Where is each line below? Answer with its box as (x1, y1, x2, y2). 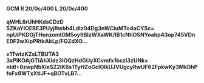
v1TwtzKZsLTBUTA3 (6, 50, 59, 58)
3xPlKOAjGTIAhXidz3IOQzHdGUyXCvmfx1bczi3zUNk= (6, 57, 149, 64)
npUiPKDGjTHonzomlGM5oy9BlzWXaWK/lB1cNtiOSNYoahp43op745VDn (6, 31, 195, 39)
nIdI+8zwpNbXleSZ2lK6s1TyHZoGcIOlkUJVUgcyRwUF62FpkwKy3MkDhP (6, 64, 198, 71)
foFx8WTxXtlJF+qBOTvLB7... (6, 70, 82, 77)
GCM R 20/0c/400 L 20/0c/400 (6, 5, 88, 12)
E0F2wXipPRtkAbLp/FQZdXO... (6, 38, 88, 45)
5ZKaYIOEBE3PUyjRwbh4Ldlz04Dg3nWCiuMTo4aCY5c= (6, 25, 155, 32)
